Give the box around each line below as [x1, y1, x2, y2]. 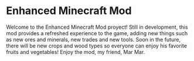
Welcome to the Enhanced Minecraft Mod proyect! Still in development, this [6, 23, 189, 30]
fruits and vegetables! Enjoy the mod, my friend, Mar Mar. [6, 48, 145, 55]
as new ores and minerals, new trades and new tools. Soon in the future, [6, 36, 181, 43]
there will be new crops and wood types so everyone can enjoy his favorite [6, 42, 188, 49]
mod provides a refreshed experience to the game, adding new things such [6, 29, 188, 36]
